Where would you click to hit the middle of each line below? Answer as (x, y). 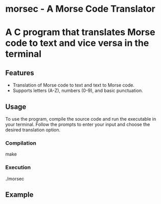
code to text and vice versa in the (77, 43)
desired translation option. (33, 130)
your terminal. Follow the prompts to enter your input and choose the (78, 124)
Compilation (21, 143)
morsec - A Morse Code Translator (80, 9)
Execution (18, 168)
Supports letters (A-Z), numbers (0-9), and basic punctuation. (78, 90)
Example (19, 195)
